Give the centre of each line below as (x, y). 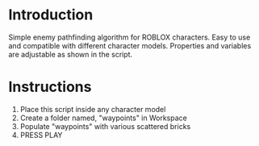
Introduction (51, 15)
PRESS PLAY (41, 135)
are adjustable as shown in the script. (71, 54)
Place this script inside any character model (93, 109)
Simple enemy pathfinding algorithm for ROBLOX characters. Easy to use (129, 37)
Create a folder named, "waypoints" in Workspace (103, 118)
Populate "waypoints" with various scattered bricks (105, 126)
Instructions (50, 87)
